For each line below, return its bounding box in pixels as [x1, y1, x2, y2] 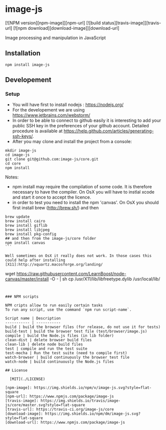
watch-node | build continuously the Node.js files [5, 359, 114, 365]
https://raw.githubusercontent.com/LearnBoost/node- [16, 271, 126, 277]
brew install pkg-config [5, 232, 56, 237]
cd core [5, 161, 21, 166]
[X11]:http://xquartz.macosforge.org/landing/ [5, 262, 103, 267]
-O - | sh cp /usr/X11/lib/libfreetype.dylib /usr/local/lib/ [50, 276, 160, 282]
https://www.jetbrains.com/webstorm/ [12, 112, 91, 118]
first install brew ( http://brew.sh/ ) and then [12, 205, 99, 211]
